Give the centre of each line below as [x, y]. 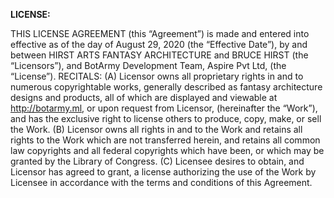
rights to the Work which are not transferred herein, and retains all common [165, 140]
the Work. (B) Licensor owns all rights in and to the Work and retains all [156, 129]
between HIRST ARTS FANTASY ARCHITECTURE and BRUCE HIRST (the [159, 55]
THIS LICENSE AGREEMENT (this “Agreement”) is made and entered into [160, 33]
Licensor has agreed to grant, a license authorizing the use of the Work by [163, 172]
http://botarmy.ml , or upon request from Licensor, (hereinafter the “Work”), [164, 108]
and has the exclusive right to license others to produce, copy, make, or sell [166, 118]
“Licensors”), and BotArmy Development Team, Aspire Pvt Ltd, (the [148, 65]
